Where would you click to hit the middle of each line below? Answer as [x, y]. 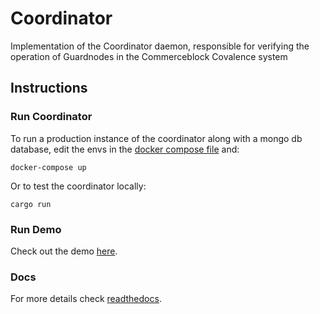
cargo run [31, 204]
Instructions [49, 88]
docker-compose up [48, 167]
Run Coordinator [51, 117]
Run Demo [36, 229]
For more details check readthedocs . [86, 299]
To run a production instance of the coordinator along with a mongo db [156, 138]
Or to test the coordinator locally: [78, 186]
